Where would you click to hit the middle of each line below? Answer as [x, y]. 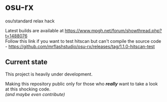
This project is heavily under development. [49, 74]
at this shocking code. [28, 89]
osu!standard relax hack [30, 21]
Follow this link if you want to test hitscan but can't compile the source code [83, 41]
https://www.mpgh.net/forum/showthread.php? [113, 30]
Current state [26, 62]
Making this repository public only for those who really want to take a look [82, 84]
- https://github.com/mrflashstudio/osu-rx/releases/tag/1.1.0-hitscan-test [80, 46]
